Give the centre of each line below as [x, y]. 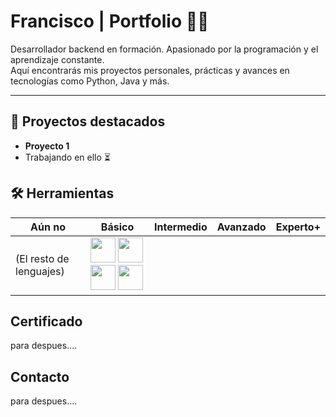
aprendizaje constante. [57, 59]
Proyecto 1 [47, 146]
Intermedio [181, 227]
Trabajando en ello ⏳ [67, 157]
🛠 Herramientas [62, 193]
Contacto [40, 376]
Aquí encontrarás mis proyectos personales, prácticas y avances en [150, 70]
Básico [117, 227]
